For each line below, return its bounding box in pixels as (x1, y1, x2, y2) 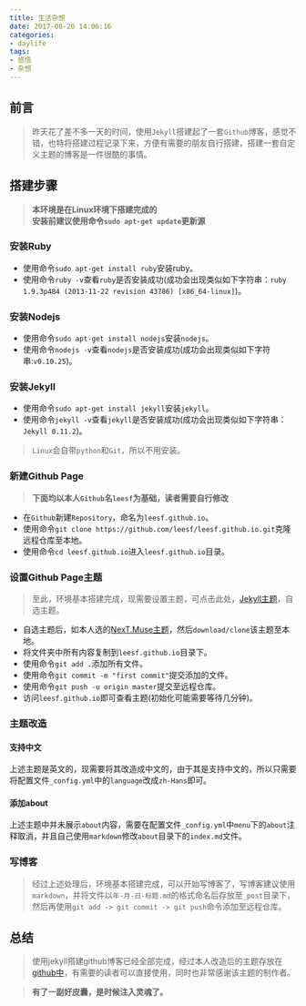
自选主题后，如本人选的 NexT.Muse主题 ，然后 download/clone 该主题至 (22, 624, 282, 635)
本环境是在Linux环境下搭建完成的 (31, 204, 158, 215)
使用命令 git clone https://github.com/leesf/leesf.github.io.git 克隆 (22, 523, 291, 533)
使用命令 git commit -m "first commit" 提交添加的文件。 (22, 669, 234, 680)
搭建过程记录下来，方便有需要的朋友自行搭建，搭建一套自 (71, 137, 288, 148)
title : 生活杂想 (9, 13, 66, 23)
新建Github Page (9, 470, 84, 483)
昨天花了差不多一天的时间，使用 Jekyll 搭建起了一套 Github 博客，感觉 (31, 126, 289, 137)
